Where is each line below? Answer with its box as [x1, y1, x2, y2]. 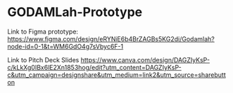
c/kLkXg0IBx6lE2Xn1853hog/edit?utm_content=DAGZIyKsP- [7, 63, 182, 71]
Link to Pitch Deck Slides [7, 55, 80, 64]
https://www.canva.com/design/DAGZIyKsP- [80, 55, 210, 64]
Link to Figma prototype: [7, 27, 79, 36]
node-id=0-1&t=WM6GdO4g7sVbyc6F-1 [7, 42, 124, 50]
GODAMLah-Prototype [7, 4, 143, 20]
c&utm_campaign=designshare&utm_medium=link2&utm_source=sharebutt [7, 71, 227, 79]
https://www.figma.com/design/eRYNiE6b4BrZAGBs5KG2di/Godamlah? [7, 34, 215, 43]
